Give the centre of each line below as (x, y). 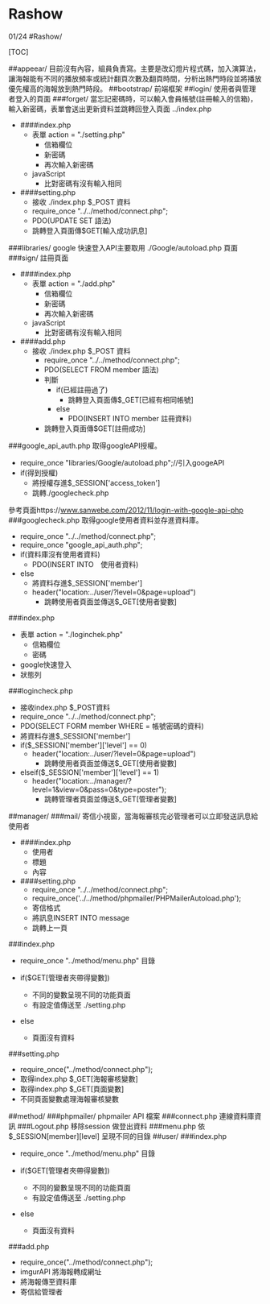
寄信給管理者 (41, 1292)
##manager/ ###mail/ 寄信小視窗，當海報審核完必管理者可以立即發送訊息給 (133, 816)
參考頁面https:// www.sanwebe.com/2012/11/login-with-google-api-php (126, 510)
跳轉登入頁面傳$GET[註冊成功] (95, 428)
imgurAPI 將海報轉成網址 (61, 1271)
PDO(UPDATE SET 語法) (72, 220)
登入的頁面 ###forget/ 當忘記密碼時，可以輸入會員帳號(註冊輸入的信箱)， (136, 98)
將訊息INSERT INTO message (81, 917)
